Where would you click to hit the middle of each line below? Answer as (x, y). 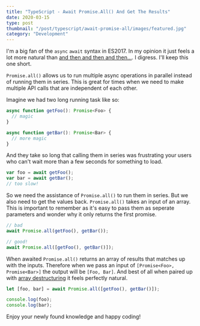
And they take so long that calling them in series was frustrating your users (99, 155)
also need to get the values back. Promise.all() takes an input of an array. (98, 202)
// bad (14, 225)
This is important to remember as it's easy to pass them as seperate (90, 208)
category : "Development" (37, 34)
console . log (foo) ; (29, 300)
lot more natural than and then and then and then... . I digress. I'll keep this (97, 58)
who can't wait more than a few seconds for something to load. (84, 162)
